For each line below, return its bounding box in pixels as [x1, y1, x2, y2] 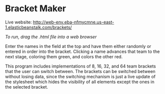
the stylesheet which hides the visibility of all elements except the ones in [5, 79, 155, 85]
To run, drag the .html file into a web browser [5, 34, 97, 40]
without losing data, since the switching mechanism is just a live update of [5, 73, 156, 79]
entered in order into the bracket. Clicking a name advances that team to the [5, 48, 160, 54]
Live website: [5, 19, 32, 25]
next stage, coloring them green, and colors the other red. [5, 53, 123, 59]
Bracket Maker [5, 3, 66, 14]
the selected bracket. [5, 84, 48, 90]
